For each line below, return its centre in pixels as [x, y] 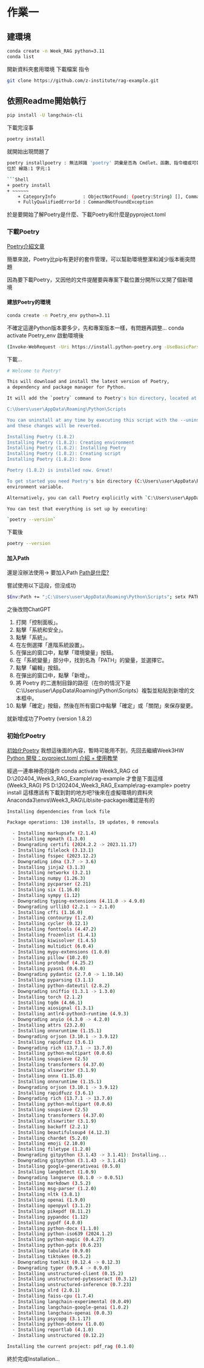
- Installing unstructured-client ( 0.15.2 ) [68, 1273]
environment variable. [35, 487]
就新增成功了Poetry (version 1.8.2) [50, 719]
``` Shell [18, 180]
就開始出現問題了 [28, 152]
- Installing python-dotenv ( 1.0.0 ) [58, 1324]
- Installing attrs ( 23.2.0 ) [49, 1025]
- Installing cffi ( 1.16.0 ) [48, 912]
